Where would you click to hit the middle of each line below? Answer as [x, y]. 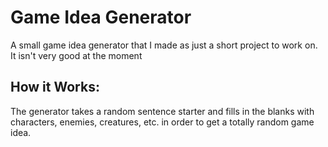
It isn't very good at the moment [76, 55]
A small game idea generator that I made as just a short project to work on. [164, 45]
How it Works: [55, 87]
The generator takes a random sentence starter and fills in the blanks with [162, 111]
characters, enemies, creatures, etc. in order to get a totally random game [162, 122]
